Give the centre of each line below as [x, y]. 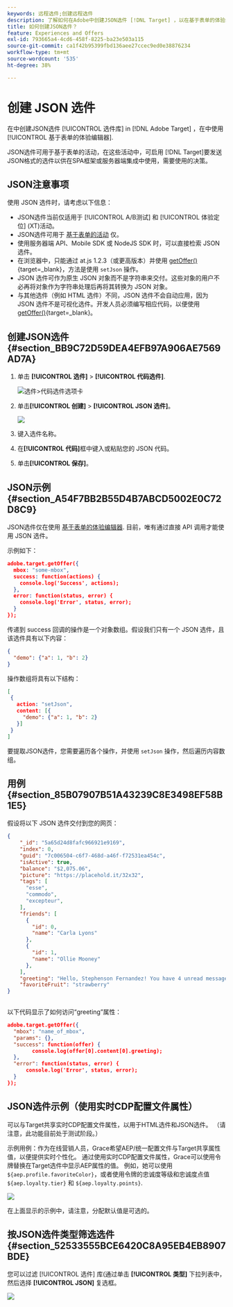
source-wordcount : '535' [43, 59]
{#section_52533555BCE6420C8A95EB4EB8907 [116, 1246]
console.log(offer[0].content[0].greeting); [97, 1051]
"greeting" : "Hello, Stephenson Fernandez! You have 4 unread [111, 979]
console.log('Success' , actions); [69, 583]
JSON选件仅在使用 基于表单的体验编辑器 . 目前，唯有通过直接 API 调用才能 [113, 527]
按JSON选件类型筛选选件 [61, 1234]
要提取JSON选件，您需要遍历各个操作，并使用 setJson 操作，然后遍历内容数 [116, 751]
